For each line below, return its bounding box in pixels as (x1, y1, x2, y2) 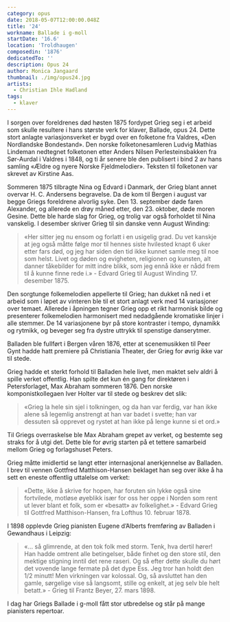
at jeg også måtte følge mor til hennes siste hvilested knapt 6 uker (23, 240, 211, 248)
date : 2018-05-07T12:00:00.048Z (7, 16, 100, 23)
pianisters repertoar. (7, 606, 65, 615)
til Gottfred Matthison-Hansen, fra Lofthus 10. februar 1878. (23, 508, 192, 516)
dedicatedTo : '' (7, 55, 54, 62)
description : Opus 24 (7, 61, 69, 68)
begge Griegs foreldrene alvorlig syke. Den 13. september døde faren (7, 197, 203, 206)
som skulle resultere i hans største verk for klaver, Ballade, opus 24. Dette (7, 125, 216, 134)
